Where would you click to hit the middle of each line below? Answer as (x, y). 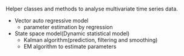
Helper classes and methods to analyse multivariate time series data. (92, 9)
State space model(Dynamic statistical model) (72, 33)
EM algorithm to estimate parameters (70, 46)
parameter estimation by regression (68, 27)
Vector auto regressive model (51, 20)
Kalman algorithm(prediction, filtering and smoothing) (90, 40)
